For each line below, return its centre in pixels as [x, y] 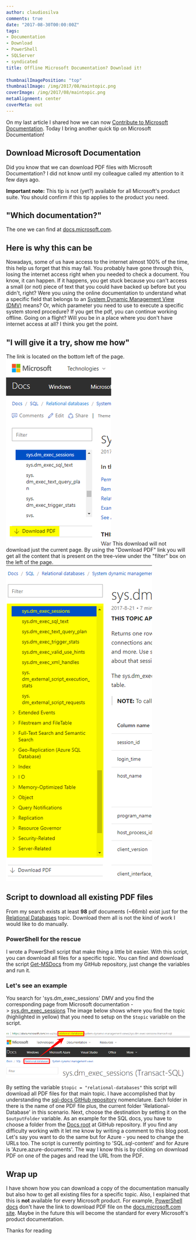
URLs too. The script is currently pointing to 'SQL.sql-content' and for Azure [97, 1144]
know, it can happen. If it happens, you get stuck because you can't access [97, 281]
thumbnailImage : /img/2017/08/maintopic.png [61, 87]
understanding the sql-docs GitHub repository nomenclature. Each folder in [97, 1100]
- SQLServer [20, 56]
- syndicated [22, 61]
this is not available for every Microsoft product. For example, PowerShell [94, 1200]
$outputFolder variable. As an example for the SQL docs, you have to [89, 1118]
